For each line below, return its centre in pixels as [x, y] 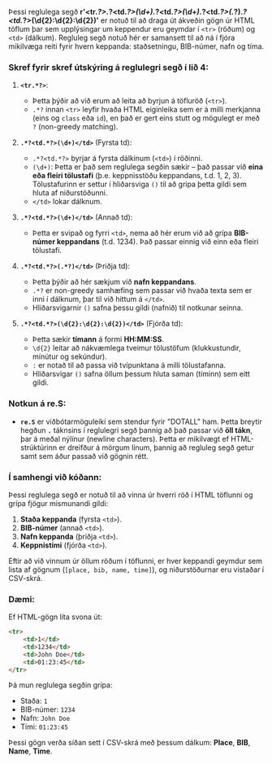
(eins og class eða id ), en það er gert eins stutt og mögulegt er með [146, 118]
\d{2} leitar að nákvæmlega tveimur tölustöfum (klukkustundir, [136, 348]
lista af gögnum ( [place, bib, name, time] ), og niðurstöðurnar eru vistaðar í [136, 570]
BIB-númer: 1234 [47, 709]
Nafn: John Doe [45, 718]
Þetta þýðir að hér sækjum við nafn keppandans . [114, 282]
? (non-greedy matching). [75, 127]
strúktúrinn [39, 447]
